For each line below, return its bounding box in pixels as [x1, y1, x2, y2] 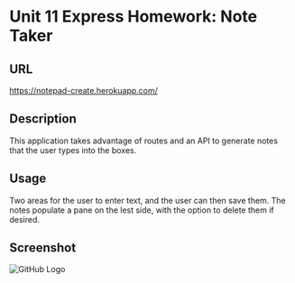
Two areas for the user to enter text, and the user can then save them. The [9, 195, 286, 205]
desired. [9, 214, 41, 224]
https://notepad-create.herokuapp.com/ [9, 86, 158, 96]
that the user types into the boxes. [9, 144, 137, 155]
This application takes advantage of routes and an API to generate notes [9, 135, 278, 146]
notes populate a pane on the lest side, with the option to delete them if [9, 205, 274, 215]
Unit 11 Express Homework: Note [9, 6, 258, 27]
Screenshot [9, 241, 77, 256]
